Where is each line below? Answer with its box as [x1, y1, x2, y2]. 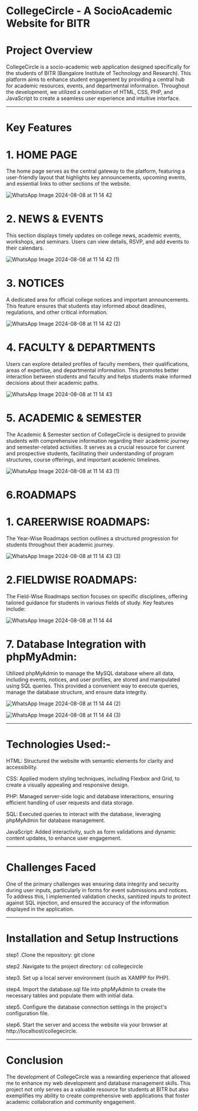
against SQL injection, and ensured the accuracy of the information [6, 899, 169, 906]
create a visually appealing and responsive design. [6, 781, 130, 788]
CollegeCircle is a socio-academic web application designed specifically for [6, 63, 190, 70]
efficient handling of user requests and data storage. [6, 799, 134, 806]
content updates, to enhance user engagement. [6, 834, 122, 841]
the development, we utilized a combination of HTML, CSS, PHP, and [6, 89, 173, 96]
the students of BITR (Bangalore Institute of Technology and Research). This [6, 70, 192, 77]
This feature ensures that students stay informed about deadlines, [6, 303, 167, 310]
